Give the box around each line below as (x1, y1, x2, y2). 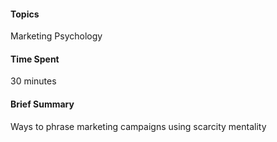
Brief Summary (10, 98, 75, 110)
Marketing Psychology (10, 30, 103, 42)
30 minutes (10, 75, 57, 87)
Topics (10, 8, 40, 20)
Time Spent (10, 53, 60, 65)
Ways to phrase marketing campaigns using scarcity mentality (10, 120, 267, 132)
